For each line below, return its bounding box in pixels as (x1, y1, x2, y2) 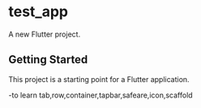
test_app (8, 2, 69, 21)
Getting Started (8, 53, 88, 67)
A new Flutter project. (8, 29, 81, 39)
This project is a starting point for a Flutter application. (8, 74, 190, 84)
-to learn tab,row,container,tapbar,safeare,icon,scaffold (8, 90, 193, 100)
